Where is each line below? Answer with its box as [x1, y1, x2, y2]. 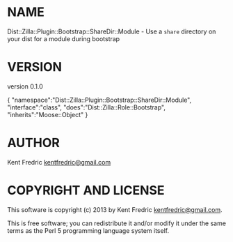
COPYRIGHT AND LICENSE [7, 183, 165, 198]
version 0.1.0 [7, 82, 43, 91]
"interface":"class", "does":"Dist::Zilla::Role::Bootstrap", [7, 103, 166, 112]
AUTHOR [7, 135, 61, 151]
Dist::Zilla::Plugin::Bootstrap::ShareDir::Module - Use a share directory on [7, 27, 216, 36]
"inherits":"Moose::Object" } [7, 110, 88, 119]
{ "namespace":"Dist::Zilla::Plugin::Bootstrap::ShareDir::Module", [7, 96, 192, 104]
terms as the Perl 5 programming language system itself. [7, 226, 169, 234]
